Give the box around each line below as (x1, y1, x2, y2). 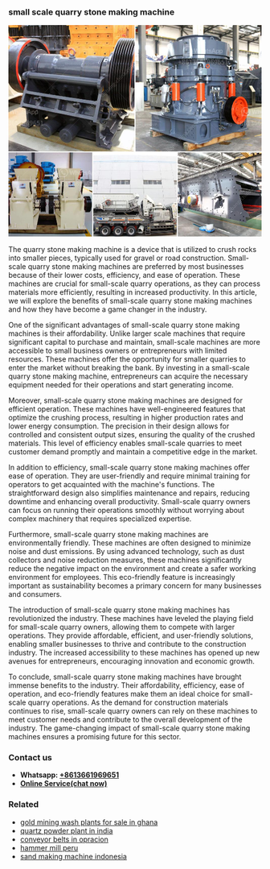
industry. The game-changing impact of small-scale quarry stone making (8, 723, 251, 733)
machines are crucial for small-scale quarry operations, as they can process (8, 279, 261, 288)
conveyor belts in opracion (19, 834, 108, 844)
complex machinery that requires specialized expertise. (8, 514, 192, 523)
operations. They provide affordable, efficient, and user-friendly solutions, (8, 631, 254, 640)
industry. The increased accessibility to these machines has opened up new (8, 648, 260, 657)
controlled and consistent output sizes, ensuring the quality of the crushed (8, 429, 256, 439)
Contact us (8, 751, 52, 763)
